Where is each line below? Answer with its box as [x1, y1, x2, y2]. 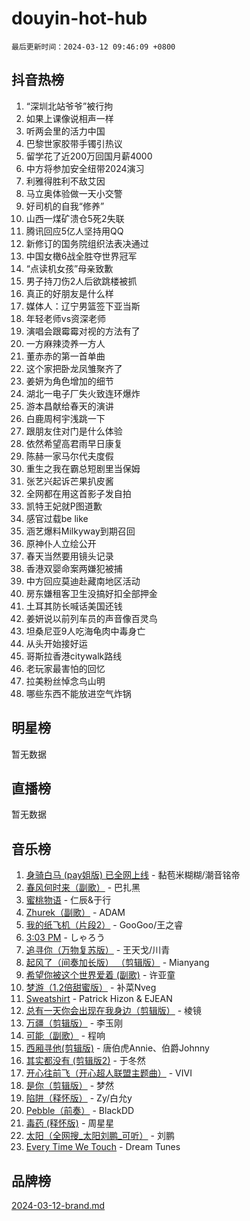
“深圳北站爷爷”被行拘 [25, 100, 114, 112]
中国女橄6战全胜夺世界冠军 [25, 250, 138, 262]
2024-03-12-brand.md [11, 1200, 106, 1211]
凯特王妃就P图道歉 [25, 500, 103, 512]
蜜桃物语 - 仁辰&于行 [25, 894, 112, 906]
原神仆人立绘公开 [25, 537, 97, 549]
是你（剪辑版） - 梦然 [25, 1080, 115, 1092]
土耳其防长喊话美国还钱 [25, 600, 123, 612]
